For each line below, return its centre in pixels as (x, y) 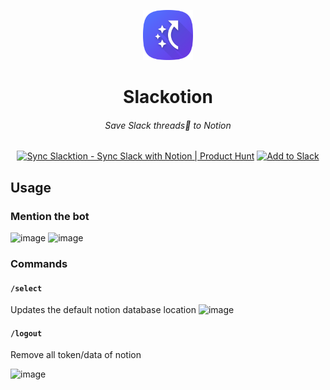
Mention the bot (50, 216)
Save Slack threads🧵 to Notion (168, 125)
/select (26, 288)
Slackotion (168, 97)
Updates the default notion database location (103, 310)
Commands (39, 263)
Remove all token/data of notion (76, 355)
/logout (26, 333)
